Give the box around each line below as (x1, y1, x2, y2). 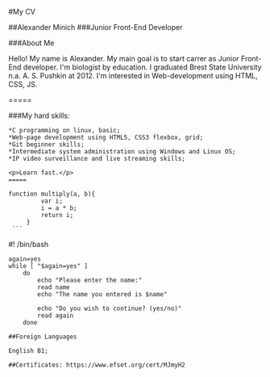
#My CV (8, 7, 36, 16)
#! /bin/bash (8, 240, 49, 249)
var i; (40, 197, 63, 205)
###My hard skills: (8, 111, 70, 120)
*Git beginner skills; (8, 140, 85, 149)
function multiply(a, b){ (8, 190, 95, 198)
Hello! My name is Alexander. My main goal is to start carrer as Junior (8, 54, 239, 63)
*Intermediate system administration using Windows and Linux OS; (8, 148, 236, 156)
